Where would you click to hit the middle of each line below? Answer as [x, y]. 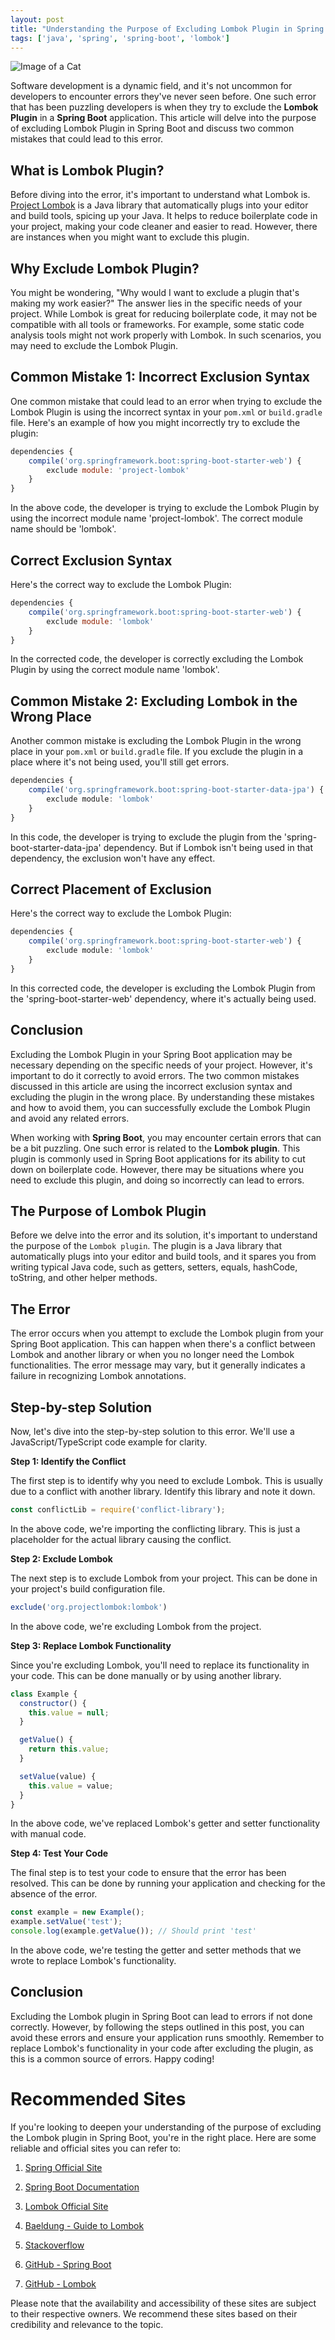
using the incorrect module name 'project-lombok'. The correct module [156, 518]
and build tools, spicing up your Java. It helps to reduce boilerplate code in [164, 216]
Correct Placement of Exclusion [111, 889]
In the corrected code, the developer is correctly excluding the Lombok [157, 659]
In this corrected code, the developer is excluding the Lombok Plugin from [163, 988]
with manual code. [48, 1834]
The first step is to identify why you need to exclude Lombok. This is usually [166, 1480]
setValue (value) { [58, 1776]
